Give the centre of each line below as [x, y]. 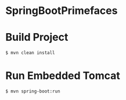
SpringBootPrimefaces [62, 11]
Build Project [37, 37]
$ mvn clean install [30, 53]
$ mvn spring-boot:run [33, 91]
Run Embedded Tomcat [63, 76]
